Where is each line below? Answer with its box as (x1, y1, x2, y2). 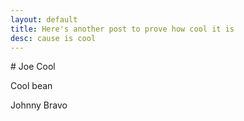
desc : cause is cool (10, 33, 97, 43)
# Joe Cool (10, 61, 56, 73)
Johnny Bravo (10, 99, 68, 111)
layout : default (10, 14, 78, 25)
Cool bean (10, 80, 53, 92)
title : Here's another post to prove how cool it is (10, 24, 235, 34)
